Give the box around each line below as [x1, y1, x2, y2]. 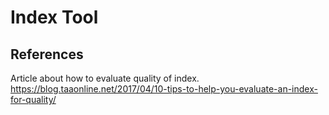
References [10, 46, 84, 63]
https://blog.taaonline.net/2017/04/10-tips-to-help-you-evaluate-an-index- [10, 83, 318, 95]
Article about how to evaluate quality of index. [10, 72, 200, 84]
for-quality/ [10, 94, 57, 105]
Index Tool [10, 6, 99, 29]
